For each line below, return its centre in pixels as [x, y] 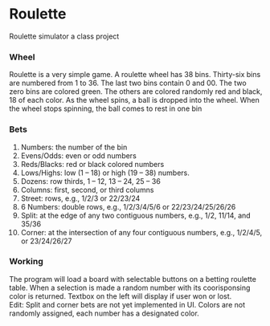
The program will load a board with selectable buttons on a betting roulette [133, 279]
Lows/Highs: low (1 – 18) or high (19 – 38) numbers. [105, 173]
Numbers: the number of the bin [74, 147]
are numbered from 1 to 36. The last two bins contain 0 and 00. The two [128, 83]
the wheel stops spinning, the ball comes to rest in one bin [106, 108]
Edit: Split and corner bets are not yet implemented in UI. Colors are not [127, 304]
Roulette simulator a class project [64, 36]
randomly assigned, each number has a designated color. [104, 313]
